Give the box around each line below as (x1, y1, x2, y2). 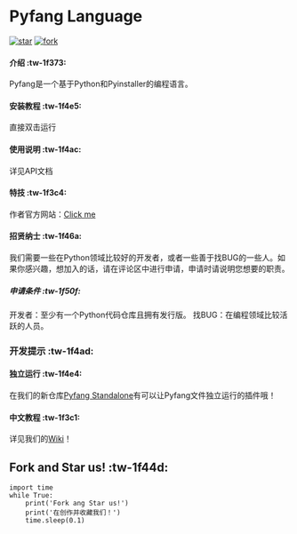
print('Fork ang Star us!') (25, 499, 129, 508)
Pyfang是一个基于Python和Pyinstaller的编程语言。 (9, 78, 193, 90)
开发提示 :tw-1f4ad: (9, 345, 94, 357)
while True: (9, 491, 53, 500)
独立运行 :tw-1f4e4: (9, 369, 83, 379)
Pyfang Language (9, 6, 143, 27)
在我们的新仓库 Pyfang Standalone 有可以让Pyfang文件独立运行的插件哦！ (9, 390, 277, 401)
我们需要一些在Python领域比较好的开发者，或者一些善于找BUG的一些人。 (9, 251, 278, 263)
